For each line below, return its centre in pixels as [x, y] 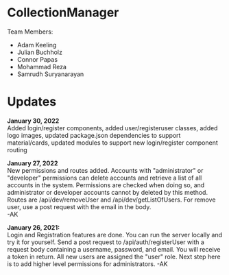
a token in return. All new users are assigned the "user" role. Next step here [114, 256]
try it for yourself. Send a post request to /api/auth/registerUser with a [106, 242]
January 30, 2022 [33, 121]
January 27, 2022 [33, 163]
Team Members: [30, 32]
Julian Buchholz [40, 52]
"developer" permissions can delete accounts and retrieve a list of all [105, 178]
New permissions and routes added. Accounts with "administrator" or [105, 170]
